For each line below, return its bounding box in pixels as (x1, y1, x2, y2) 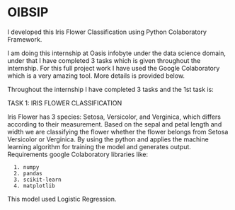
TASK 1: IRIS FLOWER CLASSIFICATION (7, 98, 122, 107)
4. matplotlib (13, 182, 55, 189)
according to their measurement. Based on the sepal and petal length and (7, 119, 222, 128)
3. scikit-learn (13, 176, 62, 183)
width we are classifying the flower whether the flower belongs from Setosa (7, 127, 229, 136)
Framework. (7, 35, 42, 43)
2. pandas (13, 170, 42, 177)
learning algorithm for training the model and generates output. (7, 142, 191, 151)
